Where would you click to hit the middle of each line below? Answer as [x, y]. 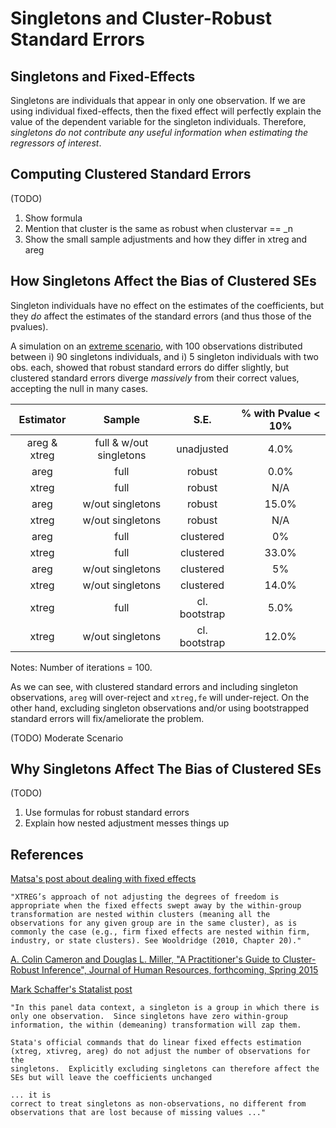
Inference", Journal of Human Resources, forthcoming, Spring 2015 [180, 970]
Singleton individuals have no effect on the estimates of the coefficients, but [167, 305]
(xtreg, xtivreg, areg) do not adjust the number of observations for [160, 1052]
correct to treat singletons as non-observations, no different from [158, 1104]
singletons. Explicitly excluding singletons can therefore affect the [165, 1069]
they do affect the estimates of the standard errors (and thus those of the [161, 316]
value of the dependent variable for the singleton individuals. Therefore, [158, 121]
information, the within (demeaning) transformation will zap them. [156, 1025]
